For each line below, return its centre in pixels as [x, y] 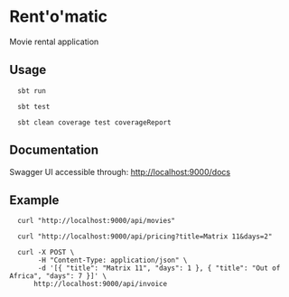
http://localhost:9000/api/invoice [100, 284]
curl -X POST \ [46, 253]
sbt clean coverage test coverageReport [94, 122]
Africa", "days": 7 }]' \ [58, 276]
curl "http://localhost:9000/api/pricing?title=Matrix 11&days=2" [145, 237]
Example [34, 200]
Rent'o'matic [59, 17]
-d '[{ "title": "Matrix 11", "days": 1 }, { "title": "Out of [159, 268]
